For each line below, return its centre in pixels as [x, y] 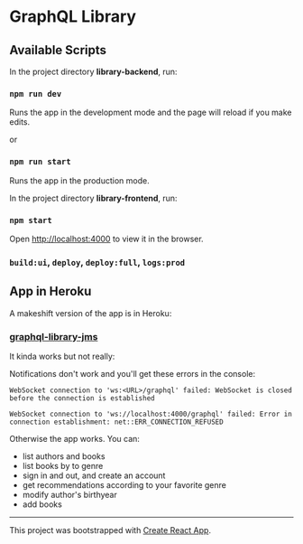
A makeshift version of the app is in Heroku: [91, 313]
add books [42, 504]
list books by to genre [63, 465]
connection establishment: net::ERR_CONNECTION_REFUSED [116, 422]
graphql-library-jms [54, 336]
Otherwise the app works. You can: [74, 438]
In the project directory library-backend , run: [93, 71]
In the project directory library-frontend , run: [93, 198]
